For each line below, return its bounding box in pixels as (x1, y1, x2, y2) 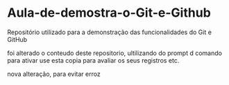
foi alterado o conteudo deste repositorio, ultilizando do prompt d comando (7, 49, 222, 57)
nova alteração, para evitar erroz (7, 70, 101, 78)
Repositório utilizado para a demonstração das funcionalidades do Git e (7, 28, 212, 36)
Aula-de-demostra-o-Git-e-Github (7, 5, 212, 21)
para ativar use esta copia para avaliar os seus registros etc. (7, 56, 180, 64)
